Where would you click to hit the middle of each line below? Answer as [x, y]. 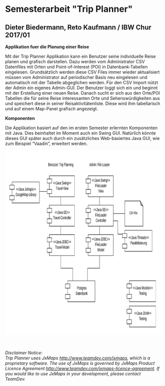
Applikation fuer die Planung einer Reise [47, 47]
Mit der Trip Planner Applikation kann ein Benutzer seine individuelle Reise [81, 56]
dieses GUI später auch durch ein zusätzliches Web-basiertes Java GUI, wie [82, 138]
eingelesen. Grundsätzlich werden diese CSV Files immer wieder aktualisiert [82, 72]
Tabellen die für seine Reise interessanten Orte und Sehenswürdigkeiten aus [82, 98]
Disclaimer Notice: [24, 353]
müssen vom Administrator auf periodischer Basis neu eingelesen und [76, 77]
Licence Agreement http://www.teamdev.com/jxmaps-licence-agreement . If [82, 368]
